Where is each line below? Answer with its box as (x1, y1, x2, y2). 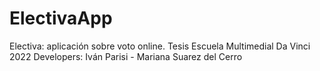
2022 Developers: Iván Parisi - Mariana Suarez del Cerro (9, 50, 243, 62)
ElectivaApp (9, 7, 113, 30)
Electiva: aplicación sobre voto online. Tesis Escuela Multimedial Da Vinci (9, 40, 311, 52)
